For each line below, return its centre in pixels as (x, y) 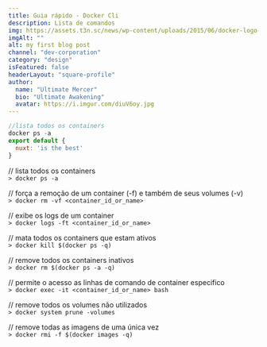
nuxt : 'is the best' (49, 148)
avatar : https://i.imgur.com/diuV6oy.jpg (85, 104)
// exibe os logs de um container (61, 215)
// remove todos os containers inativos (71, 260)
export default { (37, 141)
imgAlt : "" (26, 38)
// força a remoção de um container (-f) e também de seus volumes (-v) (126, 193)
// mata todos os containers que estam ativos (82, 237)
